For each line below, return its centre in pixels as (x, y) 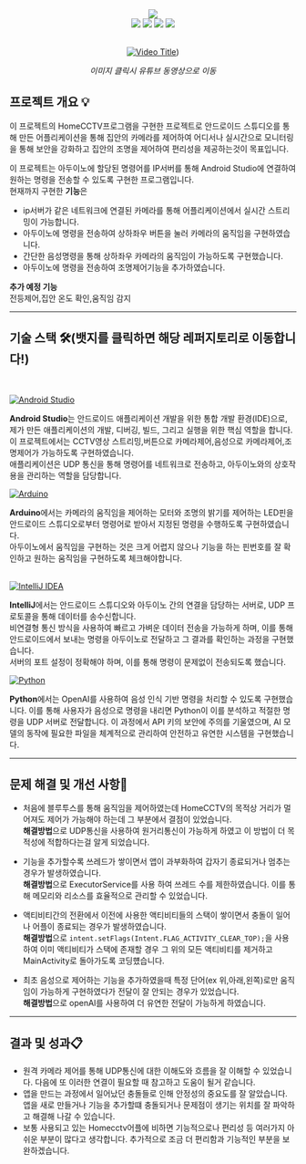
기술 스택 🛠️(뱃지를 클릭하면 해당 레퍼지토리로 (129, 338)
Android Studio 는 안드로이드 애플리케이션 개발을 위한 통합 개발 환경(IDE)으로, (149, 418)
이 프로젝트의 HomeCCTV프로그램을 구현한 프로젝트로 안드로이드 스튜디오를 (145, 126)
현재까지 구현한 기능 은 (49, 191)
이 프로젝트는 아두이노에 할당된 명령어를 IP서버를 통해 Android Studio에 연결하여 (153, 168)
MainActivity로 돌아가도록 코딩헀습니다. (94, 961)
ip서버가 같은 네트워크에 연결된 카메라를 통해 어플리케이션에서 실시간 (144, 210)
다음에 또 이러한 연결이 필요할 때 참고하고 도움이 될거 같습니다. (145, 1082)
